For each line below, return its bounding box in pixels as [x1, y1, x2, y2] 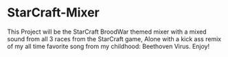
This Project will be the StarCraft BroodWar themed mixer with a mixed [7, 27, 207, 36]
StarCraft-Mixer [7, 5, 100, 21]
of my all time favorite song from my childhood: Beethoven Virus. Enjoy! [7, 42, 210, 50]
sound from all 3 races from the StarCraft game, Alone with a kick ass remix [7, 34, 222, 43]
